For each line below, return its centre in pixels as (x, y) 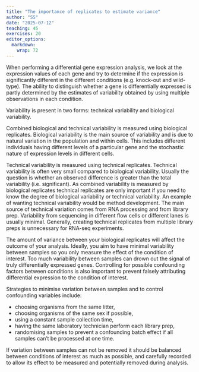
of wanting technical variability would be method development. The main (95, 203)
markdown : (23, 45)
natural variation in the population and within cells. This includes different (96, 141)
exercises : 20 (24, 34)
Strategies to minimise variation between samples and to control (85, 289)
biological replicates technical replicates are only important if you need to (96, 190)
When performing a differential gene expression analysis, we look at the (94, 67)
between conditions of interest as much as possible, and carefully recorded (99, 356)
